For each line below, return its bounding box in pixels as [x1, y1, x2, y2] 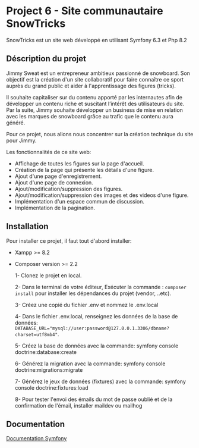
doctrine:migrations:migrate [14, 366, 83, 373]
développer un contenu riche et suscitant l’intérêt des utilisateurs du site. [6, 100, 185, 107]
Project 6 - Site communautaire [6, 4, 163, 18]
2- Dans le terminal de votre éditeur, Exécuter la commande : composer [14, 283, 187, 290]
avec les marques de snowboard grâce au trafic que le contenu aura [6, 112, 173, 120]
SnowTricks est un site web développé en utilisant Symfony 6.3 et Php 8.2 [6, 36, 187, 43]
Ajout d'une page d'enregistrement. [14, 173, 102, 180]
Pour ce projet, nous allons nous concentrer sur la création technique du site [6, 130, 194, 137]
